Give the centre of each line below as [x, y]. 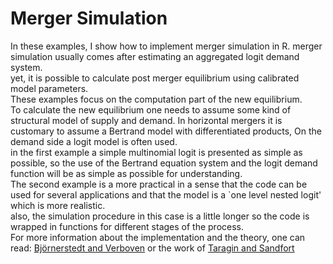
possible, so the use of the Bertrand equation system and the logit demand [164, 163]
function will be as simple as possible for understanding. [126, 173]
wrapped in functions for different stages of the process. [127, 226]
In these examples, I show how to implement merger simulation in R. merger [166, 46]
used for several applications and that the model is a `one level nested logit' [166, 194]
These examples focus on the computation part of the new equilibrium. [156, 99]
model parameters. [49, 88]
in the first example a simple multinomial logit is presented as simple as [156, 152]
